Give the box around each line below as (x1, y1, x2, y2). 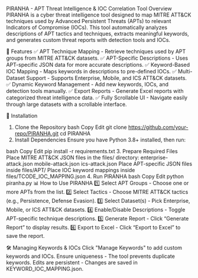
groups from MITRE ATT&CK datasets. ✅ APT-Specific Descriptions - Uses (6, 54, 188, 62)
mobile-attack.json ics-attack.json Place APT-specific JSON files (34, 160, 193, 167)
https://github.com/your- (128, 124, 189, 131)
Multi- (178, 68, 193, 75)
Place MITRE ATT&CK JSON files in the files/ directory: (6, 154, 139, 161)
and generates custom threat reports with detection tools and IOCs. (6, 37, 170, 43)
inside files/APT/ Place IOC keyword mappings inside (6, 167, 135, 173)
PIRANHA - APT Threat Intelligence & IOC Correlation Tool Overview (6, 5, 173, 12)
